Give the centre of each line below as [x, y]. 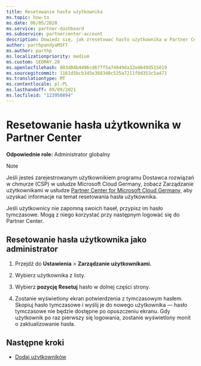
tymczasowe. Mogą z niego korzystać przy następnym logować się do [93, 214]
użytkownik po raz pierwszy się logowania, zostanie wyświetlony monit [103, 317]
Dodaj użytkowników [41, 357]
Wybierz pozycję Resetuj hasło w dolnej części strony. [83, 287]
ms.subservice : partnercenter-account [54, 34]
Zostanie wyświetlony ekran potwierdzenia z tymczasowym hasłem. [99, 298]
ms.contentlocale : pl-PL [37, 84]
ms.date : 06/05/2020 [32, 23]
